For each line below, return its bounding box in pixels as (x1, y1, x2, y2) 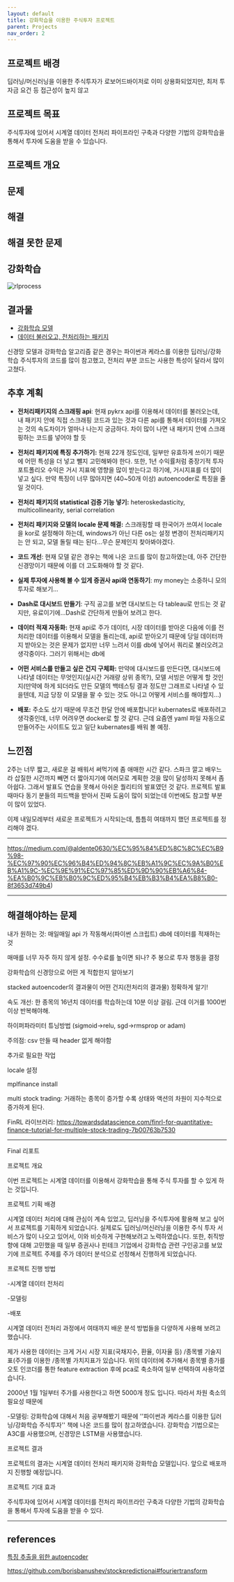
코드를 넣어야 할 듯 (36, 433, 87, 441)
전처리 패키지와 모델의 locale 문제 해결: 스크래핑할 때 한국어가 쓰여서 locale (17, 520, 222, 528)
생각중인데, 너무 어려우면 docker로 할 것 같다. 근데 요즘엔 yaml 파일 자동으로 (17, 714, 226, 722)
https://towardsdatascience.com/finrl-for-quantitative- (56, 1118, 213, 1126)
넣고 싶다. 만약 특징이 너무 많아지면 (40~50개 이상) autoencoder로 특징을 (17, 474, 219, 483)
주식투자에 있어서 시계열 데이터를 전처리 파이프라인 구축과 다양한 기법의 (7, 1497, 201, 1506)
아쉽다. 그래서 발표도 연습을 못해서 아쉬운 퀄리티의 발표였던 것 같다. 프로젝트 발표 (7, 782, 226, 791)
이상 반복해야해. (7, 1006, 51, 1015)
